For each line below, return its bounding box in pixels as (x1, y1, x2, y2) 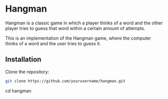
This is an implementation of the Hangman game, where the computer (5, 35, 151, 41)
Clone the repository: (5, 69, 50, 75)
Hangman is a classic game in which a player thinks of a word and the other (5, 20, 163, 26)
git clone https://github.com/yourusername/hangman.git (5, 78, 125, 84)
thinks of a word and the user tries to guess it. (5, 40, 101, 46)
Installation (5, 55, 41, 64)
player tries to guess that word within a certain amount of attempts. (5, 25, 146, 31)
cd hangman (5, 87, 31, 94)
